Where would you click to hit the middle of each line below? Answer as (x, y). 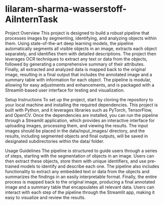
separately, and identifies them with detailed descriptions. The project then (81, 54)
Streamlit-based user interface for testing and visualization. (65, 90)
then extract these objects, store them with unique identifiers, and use (76, 161)
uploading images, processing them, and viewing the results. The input (77, 125)
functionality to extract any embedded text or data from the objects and (77, 171)
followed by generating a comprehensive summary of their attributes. (75, 64)
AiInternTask (32, 19)
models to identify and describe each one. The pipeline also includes (90, 166)
